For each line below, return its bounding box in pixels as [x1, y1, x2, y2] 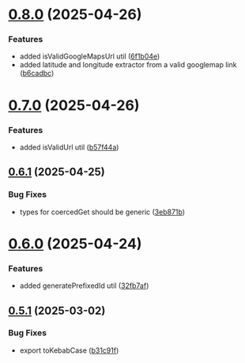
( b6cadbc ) [19, 69, 55, 78]
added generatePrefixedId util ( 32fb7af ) [19, 281, 149, 290]
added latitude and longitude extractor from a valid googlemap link [19, 60, 237, 70]
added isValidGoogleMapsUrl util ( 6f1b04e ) [19, 51, 160, 61]
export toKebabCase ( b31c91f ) [19, 346, 119, 355]
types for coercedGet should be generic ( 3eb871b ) [19, 207, 186, 217]
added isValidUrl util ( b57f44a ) [19, 142, 119, 152]
